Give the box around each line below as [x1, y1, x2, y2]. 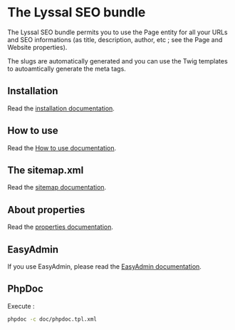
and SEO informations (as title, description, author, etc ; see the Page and [7, 35, 223, 43]
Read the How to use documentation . [7, 143, 117, 152]
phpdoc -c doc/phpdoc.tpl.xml [7, 315, 98, 323]
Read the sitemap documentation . [7, 183, 107, 192]
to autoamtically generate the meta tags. [7, 64, 126, 73]
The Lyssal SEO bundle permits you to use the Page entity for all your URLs [7, 28, 228, 36]
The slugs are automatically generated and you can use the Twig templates [7, 56, 228, 65]
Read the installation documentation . [7, 104, 115, 113]
